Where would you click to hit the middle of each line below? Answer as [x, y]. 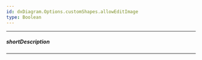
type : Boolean [24, 17]
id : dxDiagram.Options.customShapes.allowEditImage [72, 12]
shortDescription [28, 42]
